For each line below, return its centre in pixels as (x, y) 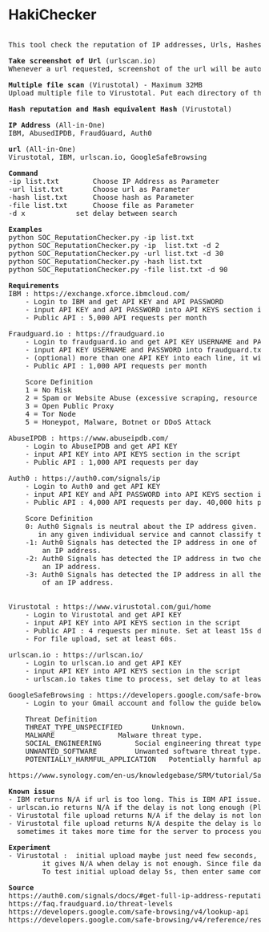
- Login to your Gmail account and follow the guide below (143, 703)
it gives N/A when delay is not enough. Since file (146, 863)
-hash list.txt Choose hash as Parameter (101, 197)
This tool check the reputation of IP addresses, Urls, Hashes (135, 45)
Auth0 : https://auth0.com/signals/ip (84, 478)
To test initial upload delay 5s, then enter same (144, 871)
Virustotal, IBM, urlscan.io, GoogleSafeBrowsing (108, 157)
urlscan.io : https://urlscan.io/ (76, 655)
